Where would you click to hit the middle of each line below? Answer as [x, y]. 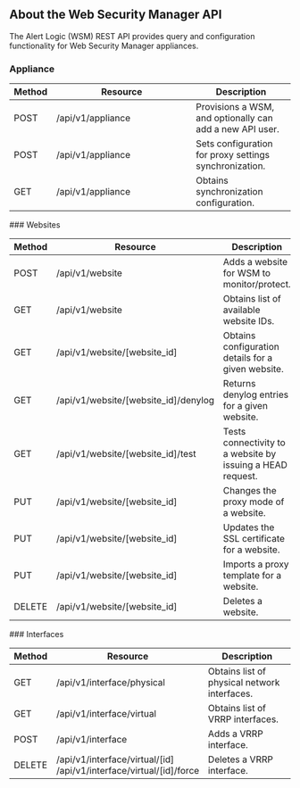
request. [240, 477]
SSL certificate [254, 539]
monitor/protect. [257, 285]
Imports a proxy [256, 564]
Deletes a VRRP [241, 759]
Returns [239, 384]
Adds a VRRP [236, 734]
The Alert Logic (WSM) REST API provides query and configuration [132, 36]
